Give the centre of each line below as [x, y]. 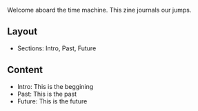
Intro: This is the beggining [55, 86]
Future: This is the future [52, 101]
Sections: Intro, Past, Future [57, 48]
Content [25, 70]
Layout [22, 31]
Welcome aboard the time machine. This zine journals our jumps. [99, 10]
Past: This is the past [47, 94]
